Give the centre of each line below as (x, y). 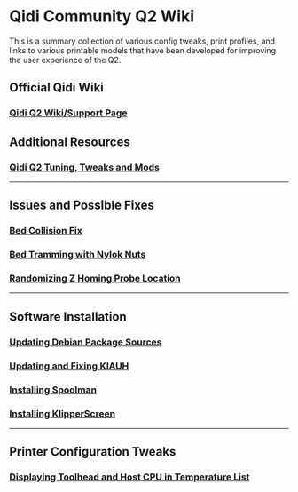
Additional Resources (70, 142)
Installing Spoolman (53, 390)
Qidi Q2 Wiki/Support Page (68, 113)
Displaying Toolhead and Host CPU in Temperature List (129, 477)
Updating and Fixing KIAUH (69, 366)
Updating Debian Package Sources (86, 342)
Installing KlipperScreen (63, 413)
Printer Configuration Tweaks (93, 452)
